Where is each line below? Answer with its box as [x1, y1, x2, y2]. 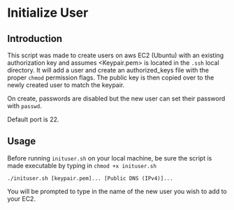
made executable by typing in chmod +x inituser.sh [7, 161, 157, 170]
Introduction [7, 33, 63, 45]
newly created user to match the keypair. [7, 81, 125, 89]
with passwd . [7, 102, 42, 110]
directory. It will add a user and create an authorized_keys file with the [7, 66, 210, 74]
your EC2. [7, 194, 36, 203]
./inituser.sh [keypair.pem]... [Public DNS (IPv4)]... [7, 174, 173, 182]
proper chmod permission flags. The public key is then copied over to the [7, 73, 214, 82]
